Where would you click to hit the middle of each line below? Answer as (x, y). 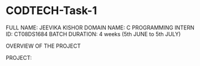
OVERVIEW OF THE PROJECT (43, 46)
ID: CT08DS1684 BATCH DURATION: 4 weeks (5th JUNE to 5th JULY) (93, 34)
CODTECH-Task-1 (51, 11)
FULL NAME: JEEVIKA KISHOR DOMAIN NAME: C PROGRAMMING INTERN (100, 28)
